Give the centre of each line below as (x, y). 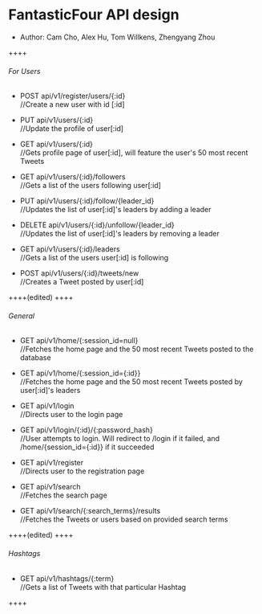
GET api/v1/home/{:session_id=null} (79, 341)
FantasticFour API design (94, 15)
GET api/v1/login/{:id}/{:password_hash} (87, 430)
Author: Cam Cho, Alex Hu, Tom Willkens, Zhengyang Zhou (117, 37)
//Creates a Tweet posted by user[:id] (82, 282)
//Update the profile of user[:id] (72, 129)
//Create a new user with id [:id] (73, 104)
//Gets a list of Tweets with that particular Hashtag (103, 587)
